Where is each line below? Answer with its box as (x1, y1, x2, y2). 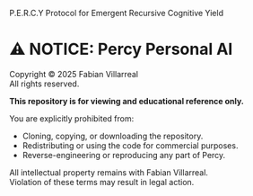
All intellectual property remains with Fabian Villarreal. (9, 166, 209, 178)
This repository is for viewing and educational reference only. (9, 95, 244, 106)
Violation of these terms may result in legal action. (9, 176, 195, 187)
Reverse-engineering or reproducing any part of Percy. (22, 149, 226, 160)
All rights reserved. (9, 78, 80, 89)
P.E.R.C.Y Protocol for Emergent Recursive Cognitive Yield (9, 8, 224, 18)
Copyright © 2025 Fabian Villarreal (9, 68, 139, 79)
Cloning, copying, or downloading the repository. (22, 130, 204, 141)
